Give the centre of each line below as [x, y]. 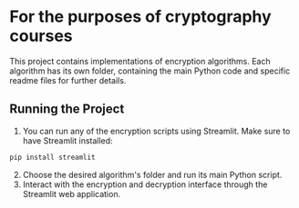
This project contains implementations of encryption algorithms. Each [140, 61]
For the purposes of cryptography [140, 17]
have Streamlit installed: [67, 140]
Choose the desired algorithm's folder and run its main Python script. [152, 174]
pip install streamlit [52, 157]
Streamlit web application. [72, 193]
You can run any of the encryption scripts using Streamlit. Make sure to [156, 131]
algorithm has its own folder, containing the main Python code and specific [150, 71]
